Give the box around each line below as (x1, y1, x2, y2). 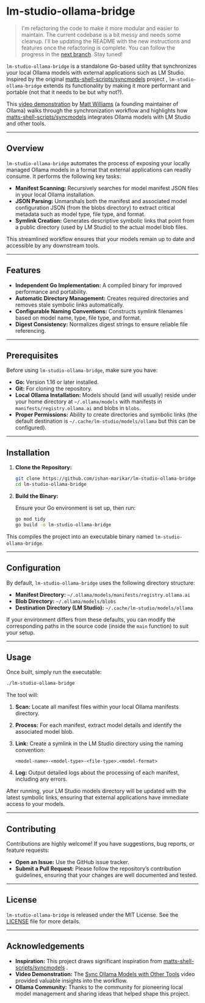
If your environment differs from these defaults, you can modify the (6, 616, 176, 623)
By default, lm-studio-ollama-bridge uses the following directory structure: (6, 579, 195, 586)
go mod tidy (15, 516, 46, 522)
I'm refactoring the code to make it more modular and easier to (21, 24, 179, 32)
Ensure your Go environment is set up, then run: (15, 504, 136, 512)
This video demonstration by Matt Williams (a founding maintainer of (6, 100, 179, 108)
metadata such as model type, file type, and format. (15, 210, 146, 218)
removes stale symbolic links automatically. (15, 301, 124, 308)
